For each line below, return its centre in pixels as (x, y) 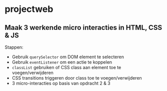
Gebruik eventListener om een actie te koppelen (62, 62)
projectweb (29, 9)
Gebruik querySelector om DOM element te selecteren (68, 57)
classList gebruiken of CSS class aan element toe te (66, 67)
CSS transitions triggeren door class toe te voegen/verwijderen (77, 78)
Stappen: (14, 47)
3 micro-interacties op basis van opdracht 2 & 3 (61, 83)
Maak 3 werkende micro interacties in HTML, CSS (83, 28)
